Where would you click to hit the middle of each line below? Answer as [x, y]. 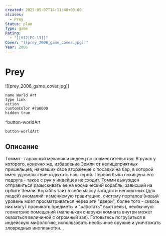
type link [16, 99]
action [12, 104]
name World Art [21, 95]
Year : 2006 [17, 47]
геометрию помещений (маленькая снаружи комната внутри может [79, 212]
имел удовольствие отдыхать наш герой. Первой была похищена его [79, 175]
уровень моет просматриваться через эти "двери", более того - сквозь [82, 201]
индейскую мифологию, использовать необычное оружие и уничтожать [83, 223]
